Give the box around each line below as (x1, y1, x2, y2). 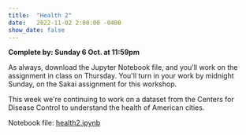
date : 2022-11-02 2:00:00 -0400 (8, 19, 122, 27)
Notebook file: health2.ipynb (8, 119, 101, 128)
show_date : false (8, 26, 65, 34)
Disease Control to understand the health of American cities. (8, 103, 205, 112)
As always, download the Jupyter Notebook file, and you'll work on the (8, 63, 238, 72)
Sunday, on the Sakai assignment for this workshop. (8, 79, 177, 89)
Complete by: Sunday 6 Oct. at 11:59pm (8, 48, 140, 57)
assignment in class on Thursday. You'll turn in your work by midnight (8, 71, 234, 81)
